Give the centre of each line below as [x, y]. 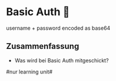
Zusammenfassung [43, 46]
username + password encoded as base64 [58, 28]
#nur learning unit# [29, 72]
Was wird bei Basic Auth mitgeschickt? [62, 60]
